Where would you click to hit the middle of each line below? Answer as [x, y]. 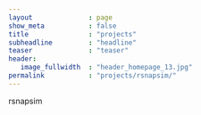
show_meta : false [63, 26]
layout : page [61, 17]
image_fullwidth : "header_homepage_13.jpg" [106, 68]
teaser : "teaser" [68, 51]
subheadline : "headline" [73, 42]
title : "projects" [73, 34]
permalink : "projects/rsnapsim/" [92, 76]
